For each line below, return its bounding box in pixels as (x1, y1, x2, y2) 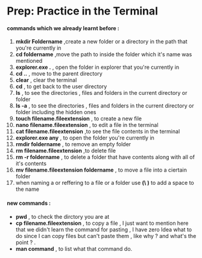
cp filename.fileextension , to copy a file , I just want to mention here (15, 219, 189, 227)
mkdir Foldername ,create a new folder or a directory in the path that (15, 38, 188, 45)
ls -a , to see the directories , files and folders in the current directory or (15, 102, 195, 109)
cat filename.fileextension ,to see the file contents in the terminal (15, 128, 180, 135)
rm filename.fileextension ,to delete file (15, 147, 116, 155)
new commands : (7, 199, 51, 207)
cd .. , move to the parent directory (15, 70, 103, 77)
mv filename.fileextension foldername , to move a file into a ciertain (15, 166, 188, 173)
